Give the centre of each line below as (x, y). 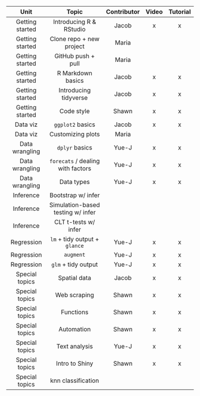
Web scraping (74, 295)
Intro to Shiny (75, 364)
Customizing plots (75, 134)
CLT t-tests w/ (75, 222)
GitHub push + (75, 56)
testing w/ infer (75, 212)
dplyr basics (74, 147)
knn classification (75, 381)
